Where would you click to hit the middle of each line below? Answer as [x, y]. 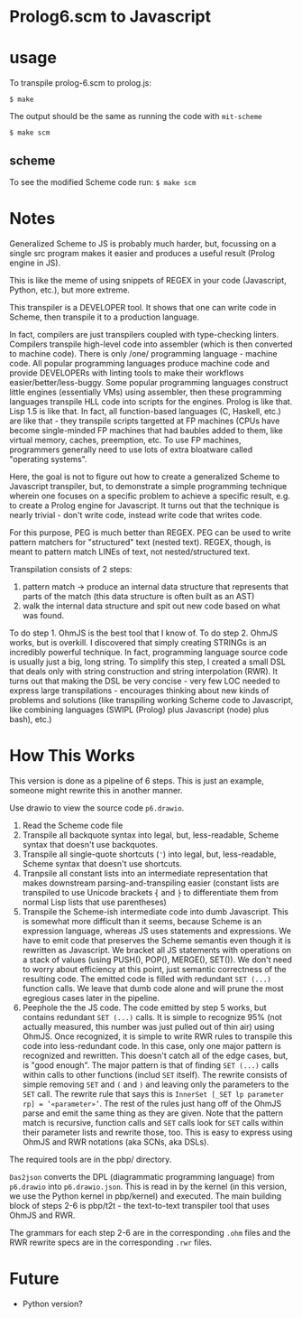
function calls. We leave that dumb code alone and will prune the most [153, 988]
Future [35, 1278]
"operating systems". [48, 459]
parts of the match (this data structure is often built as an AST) [138, 596]
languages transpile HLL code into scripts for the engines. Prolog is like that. [151, 401]
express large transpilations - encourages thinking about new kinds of [139, 690]
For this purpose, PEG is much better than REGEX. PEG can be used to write [150, 532]
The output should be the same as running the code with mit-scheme [136, 116]
